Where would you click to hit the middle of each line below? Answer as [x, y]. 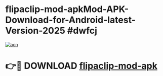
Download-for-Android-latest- [70, 20]
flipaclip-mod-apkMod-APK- [67, 9]
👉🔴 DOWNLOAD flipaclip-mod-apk [81, 66]
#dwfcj [82, 31]
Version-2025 [35, 31]
